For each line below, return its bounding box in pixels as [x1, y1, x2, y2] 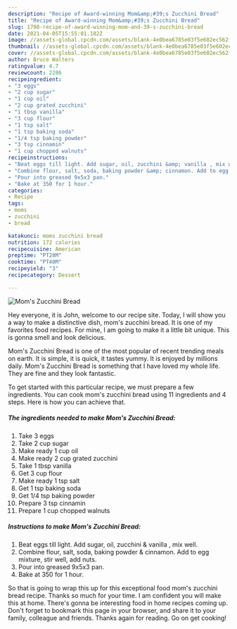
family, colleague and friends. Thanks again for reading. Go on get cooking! [8, 614, 227, 622]
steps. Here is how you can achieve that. [8, 398, 126, 406]
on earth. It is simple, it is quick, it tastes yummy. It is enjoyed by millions [8, 354, 218, 362]
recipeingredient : [8, 75, 62, 83]
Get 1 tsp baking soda [18, 483, 82, 493]
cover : [8, 50, 27, 57]
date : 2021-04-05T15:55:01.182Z [8, 30, 103, 37]
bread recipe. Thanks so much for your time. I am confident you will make [8, 591, 222, 599]
